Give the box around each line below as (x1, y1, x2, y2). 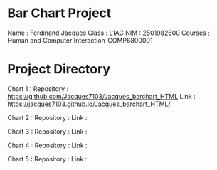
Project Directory (7, 61, 111, 78)
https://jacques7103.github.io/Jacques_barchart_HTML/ (7, 100, 171, 108)
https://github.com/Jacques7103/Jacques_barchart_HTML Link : (7, 92, 196, 100)
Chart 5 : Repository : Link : (7, 154, 88, 163)
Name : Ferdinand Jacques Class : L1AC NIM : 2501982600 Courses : (7, 28, 210, 37)
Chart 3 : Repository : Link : (7, 127, 88, 136)
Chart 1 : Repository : (7, 84, 69, 93)
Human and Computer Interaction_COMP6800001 (7, 36, 153, 44)
